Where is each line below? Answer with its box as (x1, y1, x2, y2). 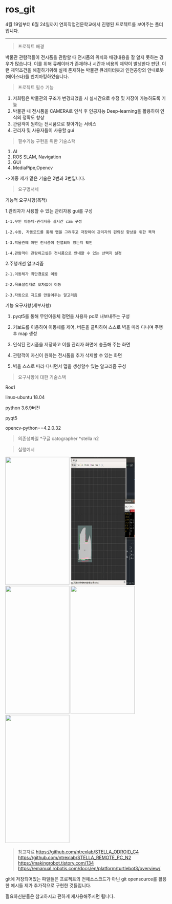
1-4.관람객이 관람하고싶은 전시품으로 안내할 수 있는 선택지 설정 (5, 250, 122, 256)
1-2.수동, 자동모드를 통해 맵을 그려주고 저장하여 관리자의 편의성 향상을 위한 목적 (5, 229, 156, 235)
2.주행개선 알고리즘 (5, 260, 44, 266)
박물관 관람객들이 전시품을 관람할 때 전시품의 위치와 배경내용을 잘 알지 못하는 (5, 54, 159, 60)
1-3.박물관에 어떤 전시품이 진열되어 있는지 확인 (5, 240, 93, 245)
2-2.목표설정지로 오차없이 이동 (5, 282, 61, 287)
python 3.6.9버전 (5, 405, 40, 411)
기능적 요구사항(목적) (5, 197, 48, 203)
